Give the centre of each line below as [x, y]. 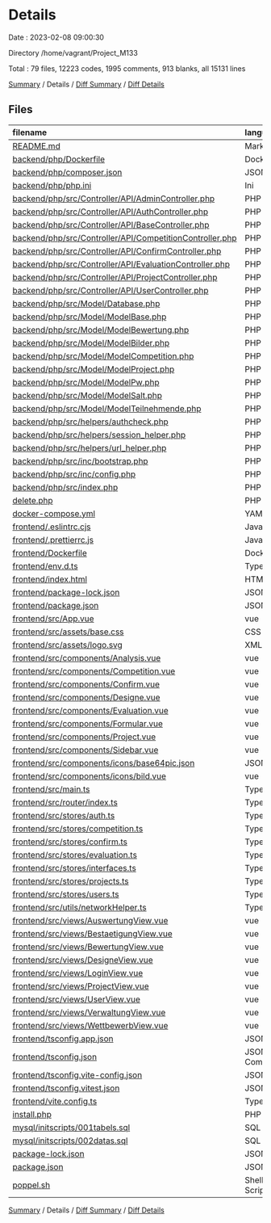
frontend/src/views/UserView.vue [77, 999]
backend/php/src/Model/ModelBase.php [90, 317]
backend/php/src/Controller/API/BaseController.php [111, 225]
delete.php [33, 500]
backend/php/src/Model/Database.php [86, 303]
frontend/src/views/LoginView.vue [78, 973]
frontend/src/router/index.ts [65, 802]
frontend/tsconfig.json [55, 1057]
